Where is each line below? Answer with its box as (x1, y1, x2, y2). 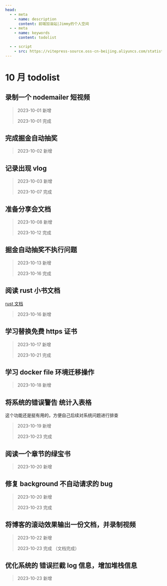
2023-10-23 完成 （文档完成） (17, 545, 80, 551)
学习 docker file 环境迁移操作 (5, 368, 94, 377)
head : (5, 7, 16, 12)
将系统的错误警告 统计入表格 (5, 398, 92, 406)
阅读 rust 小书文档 (5, 286, 61, 295)
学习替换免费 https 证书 (5, 327, 78, 336)
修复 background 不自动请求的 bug (5, 480, 113, 488)
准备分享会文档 (5, 205, 51, 213)
